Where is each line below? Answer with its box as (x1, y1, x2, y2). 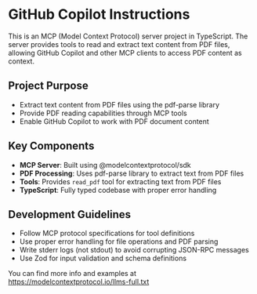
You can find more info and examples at (8, 269, 137, 278)
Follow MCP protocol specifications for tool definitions (19, 229, 195, 238)
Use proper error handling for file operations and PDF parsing (19, 237, 219, 246)
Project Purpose (8, 79, 89, 93)
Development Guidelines (8, 208, 132, 221)
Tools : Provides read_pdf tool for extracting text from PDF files (19, 176, 222, 186)
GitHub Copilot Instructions (8, 5, 190, 24)
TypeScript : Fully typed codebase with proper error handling (19, 185, 217, 194)
